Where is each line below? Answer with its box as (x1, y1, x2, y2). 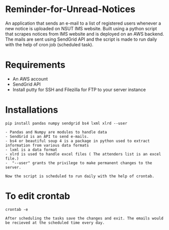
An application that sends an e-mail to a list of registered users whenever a (5, 20, 161, 26)
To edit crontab (5, 190, 71, 202)
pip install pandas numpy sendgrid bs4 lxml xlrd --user (5, 121, 128, 126)
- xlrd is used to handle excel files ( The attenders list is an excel (5, 151, 161, 157)
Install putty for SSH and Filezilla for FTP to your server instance (12, 87, 146, 93)
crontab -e (5, 207, 28, 212)
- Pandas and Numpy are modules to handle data (5, 129, 107, 134)
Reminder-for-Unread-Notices (5, 4, 136, 15)
